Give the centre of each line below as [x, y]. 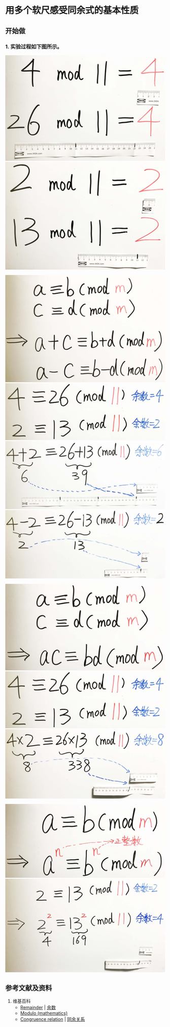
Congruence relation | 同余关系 [53, 1019]
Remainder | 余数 [38, 1008]
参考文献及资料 [29, 988]
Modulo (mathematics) [44, 1013]
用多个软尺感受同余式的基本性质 [72, 10]
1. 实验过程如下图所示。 [34, 46]
